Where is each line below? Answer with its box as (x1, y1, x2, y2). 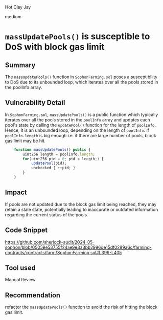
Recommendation (5, 291, 60, 299)
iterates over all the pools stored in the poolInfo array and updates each (5, 116, 150, 122)
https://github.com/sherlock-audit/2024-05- (5, 239, 95, 245)
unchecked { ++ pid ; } (31, 166, 76, 171)
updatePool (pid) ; (31, 161, 67, 166)
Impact (5, 188, 27, 197)
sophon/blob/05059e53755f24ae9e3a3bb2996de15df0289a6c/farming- (5, 244, 152, 250)
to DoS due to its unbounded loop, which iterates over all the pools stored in (5, 79, 158, 85)
